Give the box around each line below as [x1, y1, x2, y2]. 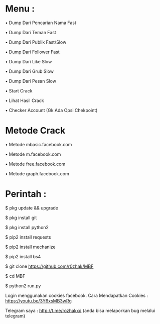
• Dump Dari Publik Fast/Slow [5, 39, 67, 45]
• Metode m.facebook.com [5, 151, 61, 157]
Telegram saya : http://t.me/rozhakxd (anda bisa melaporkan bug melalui [5, 307, 155, 313]
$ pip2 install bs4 [5, 253, 41, 259]
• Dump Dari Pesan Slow [5, 78, 57, 84]
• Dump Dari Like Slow [5, 58, 52, 64]
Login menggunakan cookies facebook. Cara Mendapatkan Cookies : [5, 292, 148, 298]
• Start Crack [5, 87, 33, 93]
